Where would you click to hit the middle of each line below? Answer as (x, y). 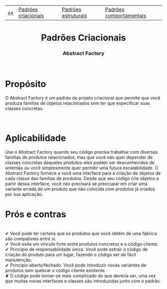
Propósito (26, 84)
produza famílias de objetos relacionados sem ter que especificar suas (78, 103)
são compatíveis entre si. (31, 239)
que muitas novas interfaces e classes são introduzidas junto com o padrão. (83, 281)
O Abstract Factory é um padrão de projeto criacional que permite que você (83, 98)
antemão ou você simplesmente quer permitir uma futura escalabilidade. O (82, 168)
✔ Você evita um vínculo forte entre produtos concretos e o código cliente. (82, 244)
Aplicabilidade (36, 138)
